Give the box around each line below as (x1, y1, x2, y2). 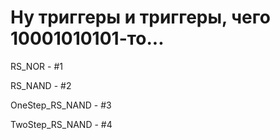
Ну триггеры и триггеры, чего (10, 6, 271, 29)
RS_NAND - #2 (10, 79, 72, 91)
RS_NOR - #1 (10, 60, 63, 72)
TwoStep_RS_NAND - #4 (10, 118, 113, 130)
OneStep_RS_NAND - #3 (10, 99, 112, 111)
